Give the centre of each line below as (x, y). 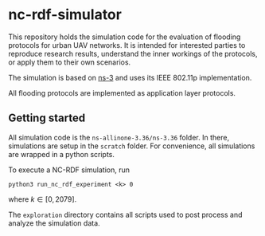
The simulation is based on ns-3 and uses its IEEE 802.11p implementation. (130, 77)
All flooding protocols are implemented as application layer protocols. (122, 92)
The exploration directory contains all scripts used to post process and (125, 214)
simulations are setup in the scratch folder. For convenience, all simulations (132, 146)
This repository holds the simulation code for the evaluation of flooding (125, 37)
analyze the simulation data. (55, 223)
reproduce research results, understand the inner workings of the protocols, (133, 53)
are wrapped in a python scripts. (62, 154)
